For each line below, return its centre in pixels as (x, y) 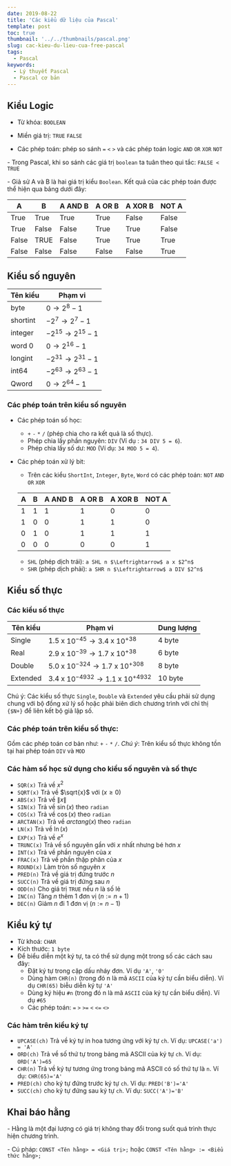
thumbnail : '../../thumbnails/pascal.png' (69, 39)
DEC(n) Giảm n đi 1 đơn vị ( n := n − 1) (69, 903)
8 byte (169, 665)
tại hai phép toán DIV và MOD (46, 751)
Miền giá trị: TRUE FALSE (50, 136)
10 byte (171, 678)
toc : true (21, 33)
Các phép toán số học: (49, 420)
